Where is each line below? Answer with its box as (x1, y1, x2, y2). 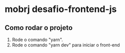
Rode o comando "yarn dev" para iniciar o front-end (12, 42, 120, 48)
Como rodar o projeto (5, 23, 73, 32)
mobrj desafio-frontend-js (5, 3, 117, 15)
